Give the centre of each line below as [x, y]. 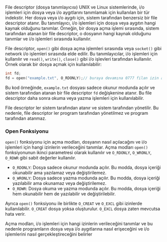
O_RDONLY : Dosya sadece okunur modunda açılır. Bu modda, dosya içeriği [86, 167]
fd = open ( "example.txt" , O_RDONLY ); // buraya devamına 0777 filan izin [82, 78]
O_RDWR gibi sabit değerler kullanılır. [41, 158]
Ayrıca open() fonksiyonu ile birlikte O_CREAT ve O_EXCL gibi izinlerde [74, 204]
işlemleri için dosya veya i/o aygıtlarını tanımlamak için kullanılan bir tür [78, 12]
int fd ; [13, 74]
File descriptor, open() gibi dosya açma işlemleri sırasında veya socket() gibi [83, 48]
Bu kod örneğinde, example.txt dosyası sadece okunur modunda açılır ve [80, 87]
